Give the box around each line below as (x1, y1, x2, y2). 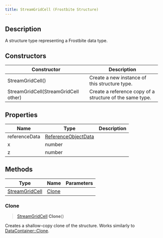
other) (7, 94, 22, 101)
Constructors (5, 52, 47, 60)
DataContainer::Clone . (5, 228, 49, 234)
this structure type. (89, 80, 132, 87)
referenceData (7, 134, 40, 140)
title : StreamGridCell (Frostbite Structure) (5, 7, 98, 12)
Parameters (65, 179, 93, 186)
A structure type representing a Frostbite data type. (5, 38, 108, 44)
